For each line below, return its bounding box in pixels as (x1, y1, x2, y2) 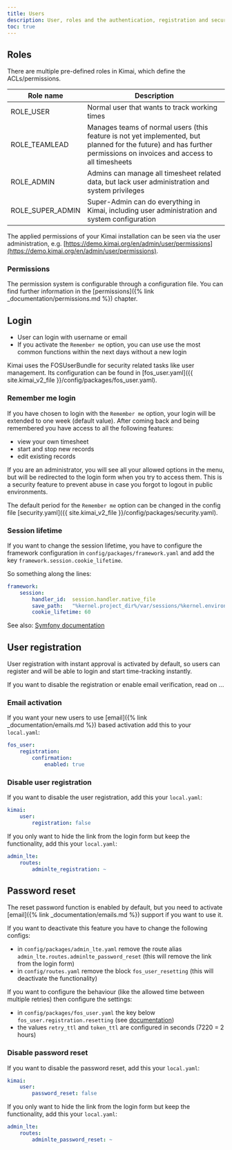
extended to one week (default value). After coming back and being (7, 417, 200, 425)
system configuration (87, 214, 157, 224)
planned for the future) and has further (87, 140, 213, 150)
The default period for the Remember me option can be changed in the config (7, 500, 221, 509)
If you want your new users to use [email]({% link (7, 713, 147, 722)
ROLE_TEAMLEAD (10, 140, 69, 150)
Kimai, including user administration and (87, 206, 217, 216)
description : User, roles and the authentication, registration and (7, 17, 209, 24)
